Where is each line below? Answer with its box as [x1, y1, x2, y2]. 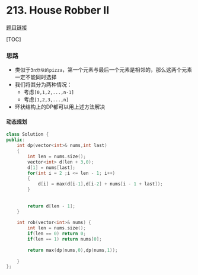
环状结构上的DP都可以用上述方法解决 [14, 103, 106, 110]
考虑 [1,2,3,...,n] [23, 96, 69, 103]
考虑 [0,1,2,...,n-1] [23, 88, 74, 95]
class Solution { [6, 132, 49, 137]
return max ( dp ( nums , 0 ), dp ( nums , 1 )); [27, 247, 118, 253]
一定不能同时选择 [14, 73, 57, 81]
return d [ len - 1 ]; [27, 203, 76, 209]
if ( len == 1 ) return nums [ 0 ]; [27, 236, 102, 242]
